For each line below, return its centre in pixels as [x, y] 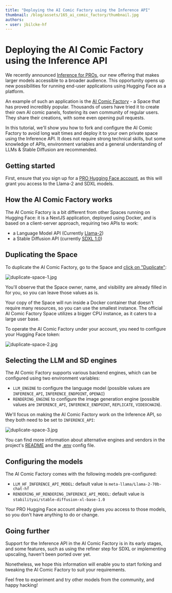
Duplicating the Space [42, 255]
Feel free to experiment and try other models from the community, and [80, 580]
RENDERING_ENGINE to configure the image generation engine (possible [86, 399]
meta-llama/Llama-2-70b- [135, 484]
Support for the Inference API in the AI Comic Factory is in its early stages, [84, 544]
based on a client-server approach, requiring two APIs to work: [72, 223]
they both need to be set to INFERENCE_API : [50, 420]
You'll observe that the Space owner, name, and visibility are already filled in [86, 287]
